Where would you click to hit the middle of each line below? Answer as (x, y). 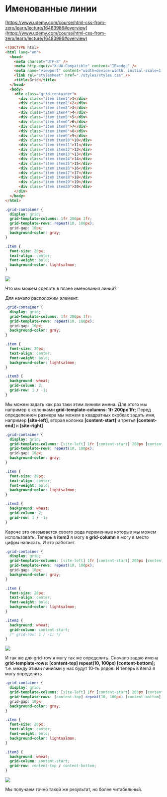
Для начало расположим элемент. (42, 298)
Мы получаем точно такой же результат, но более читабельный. (74, 790)
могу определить (24, 674)
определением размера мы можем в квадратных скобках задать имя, (80, 415)
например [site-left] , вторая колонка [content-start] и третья (70, 420)
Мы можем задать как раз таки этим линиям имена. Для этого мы (76, 404)
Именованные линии (51, 9)
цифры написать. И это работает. (41, 542)
